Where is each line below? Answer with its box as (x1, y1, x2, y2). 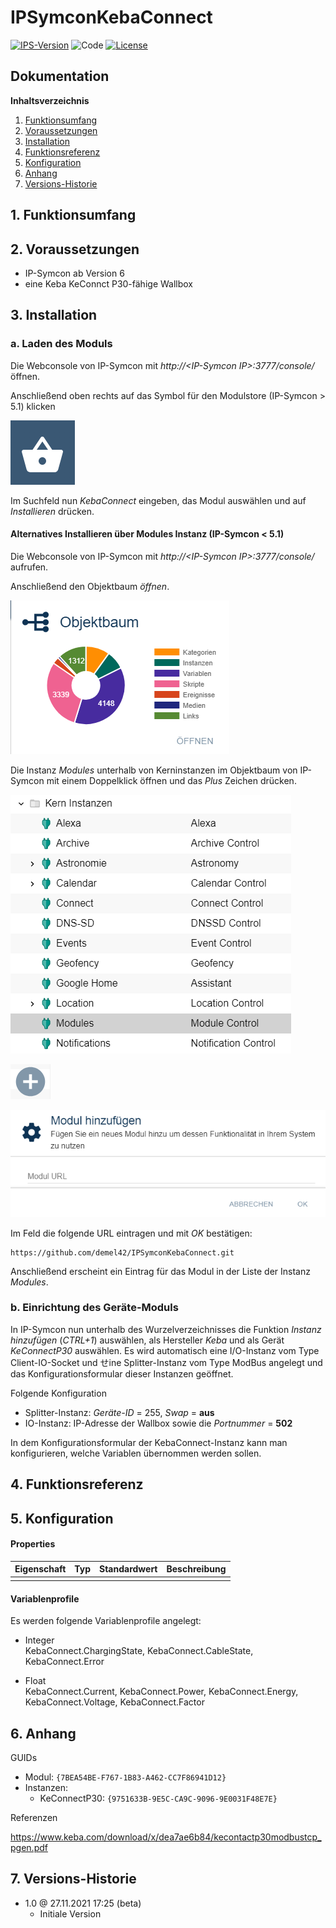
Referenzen (10, 1812, 58, 1824)
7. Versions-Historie (10, 1871, 137, 1888)
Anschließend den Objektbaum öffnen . (10, 580, 170, 592)
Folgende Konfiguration (10, 1387, 107, 1399)
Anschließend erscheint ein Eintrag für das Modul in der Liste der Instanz (10, 1265, 311, 1277)
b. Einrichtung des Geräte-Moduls (10, 1301, 179, 1315)
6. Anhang (10, 1725, 77, 1742)
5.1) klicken (10, 400, 56, 412)
